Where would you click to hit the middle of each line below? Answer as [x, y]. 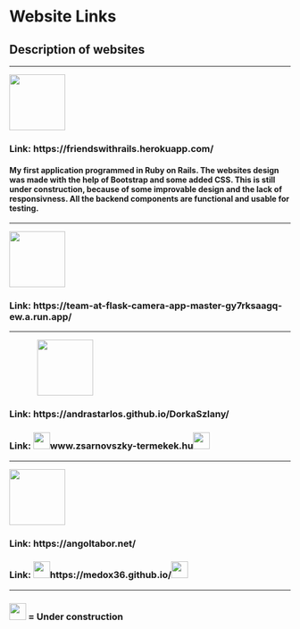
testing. [24, 208]
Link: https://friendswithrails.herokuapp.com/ [112, 148]
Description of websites [77, 50]
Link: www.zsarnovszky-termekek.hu [101, 446]
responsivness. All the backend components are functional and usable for [150, 198]
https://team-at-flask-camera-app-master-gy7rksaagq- [158, 306]
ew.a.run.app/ [41, 317]
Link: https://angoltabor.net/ [73, 543]
